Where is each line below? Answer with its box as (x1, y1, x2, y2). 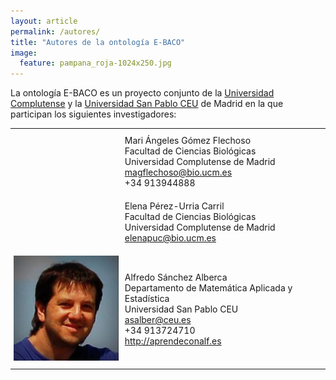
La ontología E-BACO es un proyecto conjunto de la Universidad (10, 87, 275, 99)
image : (10, 48, 38, 58)
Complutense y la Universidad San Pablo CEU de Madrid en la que (10, 98, 284, 110)
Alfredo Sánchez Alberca (124, 271, 228, 283)
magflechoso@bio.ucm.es (124, 166, 233, 179)
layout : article (10, 16, 78, 26)
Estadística (124, 293, 170, 304)
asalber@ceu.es (124, 314, 192, 325)
